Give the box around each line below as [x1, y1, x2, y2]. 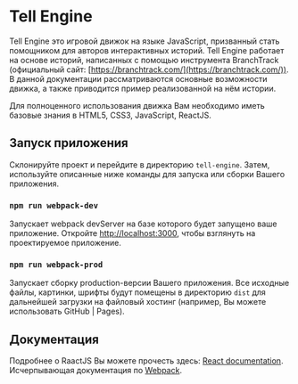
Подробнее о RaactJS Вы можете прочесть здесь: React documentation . [9, 355, 284, 366]
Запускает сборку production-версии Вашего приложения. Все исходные [9, 278, 290, 289]
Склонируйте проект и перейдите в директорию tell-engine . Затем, [9, 159, 270, 170]
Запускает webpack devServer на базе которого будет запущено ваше [9, 218, 277, 229]
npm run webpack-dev [9, 200, 99, 210]
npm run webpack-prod [9, 259, 103, 269]
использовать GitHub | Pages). [9, 306, 125, 317]
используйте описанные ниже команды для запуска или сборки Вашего [9, 168, 286, 179]
